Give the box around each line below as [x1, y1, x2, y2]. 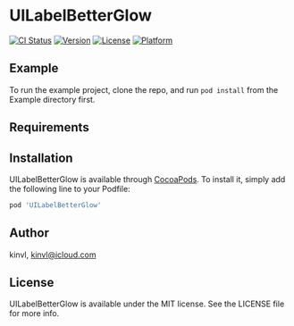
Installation [9, 150, 73, 165]
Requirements [9, 120, 89, 135]
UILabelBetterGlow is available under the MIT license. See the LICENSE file [9, 298, 285, 309]
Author [9, 225, 49, 241]
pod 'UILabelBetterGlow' [9, 200, 102, 210]
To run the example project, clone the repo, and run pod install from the [9, 84, 279, 95]
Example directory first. [9, 94, 96, 104]
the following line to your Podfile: [9, 183, 131, 194]
